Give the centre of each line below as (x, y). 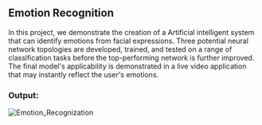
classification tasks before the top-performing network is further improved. (131, 57)
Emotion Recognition (61, 13)
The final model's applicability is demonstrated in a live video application (127, 66)
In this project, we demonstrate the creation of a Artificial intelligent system (131, 32)
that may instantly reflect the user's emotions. (84, 74)
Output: (23, 95)
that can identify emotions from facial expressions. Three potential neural (129, 41)
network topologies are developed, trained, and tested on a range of (120, 49)
